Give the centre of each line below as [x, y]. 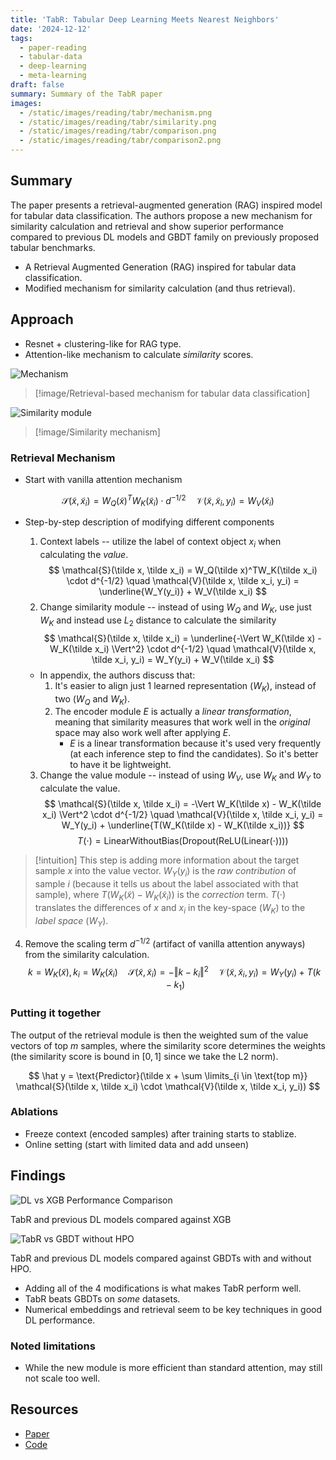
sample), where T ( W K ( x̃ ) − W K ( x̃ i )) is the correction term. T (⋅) [160, 895]
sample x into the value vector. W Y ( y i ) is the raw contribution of [165, 872]
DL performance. [60, 1320]
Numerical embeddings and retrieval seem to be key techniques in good [173, 1309]
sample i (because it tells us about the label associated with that [166, 883]
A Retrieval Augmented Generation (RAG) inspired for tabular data [160, 267]
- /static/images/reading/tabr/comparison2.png [120, 141]
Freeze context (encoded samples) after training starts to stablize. [160, 1133]
